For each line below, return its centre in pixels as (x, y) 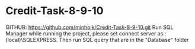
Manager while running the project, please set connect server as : (86, 33)
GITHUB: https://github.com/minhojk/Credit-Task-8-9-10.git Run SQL (89, 27)
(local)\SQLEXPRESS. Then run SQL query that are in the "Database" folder (97, 40)
